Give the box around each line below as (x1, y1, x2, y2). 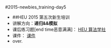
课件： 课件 (12, 33, 36, 38)
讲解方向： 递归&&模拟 (12, 21, 58, 26)
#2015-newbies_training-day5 (5, 4, 66, 10)
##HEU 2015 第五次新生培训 (12, 14, 70, 20)
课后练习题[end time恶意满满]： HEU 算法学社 (12, 26, 106, 32)
